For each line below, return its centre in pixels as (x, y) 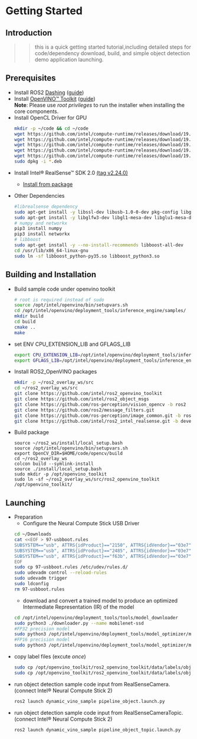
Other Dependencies (39, 195)
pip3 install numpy (38, 229)
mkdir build (29, 316)
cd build (25, 322)
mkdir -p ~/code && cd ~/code (51, 128)
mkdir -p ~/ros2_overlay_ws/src (54, 383)
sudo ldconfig (31, 584)
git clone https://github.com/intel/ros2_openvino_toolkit (88, 394)
